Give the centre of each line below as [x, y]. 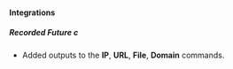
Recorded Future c [44, 33]
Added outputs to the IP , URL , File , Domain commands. [123, 55]
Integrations [32, 12]
